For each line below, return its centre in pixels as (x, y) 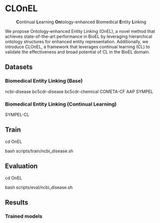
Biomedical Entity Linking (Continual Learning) (61, 104)
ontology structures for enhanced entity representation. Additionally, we (77, 41)
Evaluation (21, 166)
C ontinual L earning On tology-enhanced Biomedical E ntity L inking (81, 22)
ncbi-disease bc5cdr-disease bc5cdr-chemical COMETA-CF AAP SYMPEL (79, 91)
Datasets (19, 67)
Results (17, 202)
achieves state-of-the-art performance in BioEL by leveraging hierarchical (79, 36)
